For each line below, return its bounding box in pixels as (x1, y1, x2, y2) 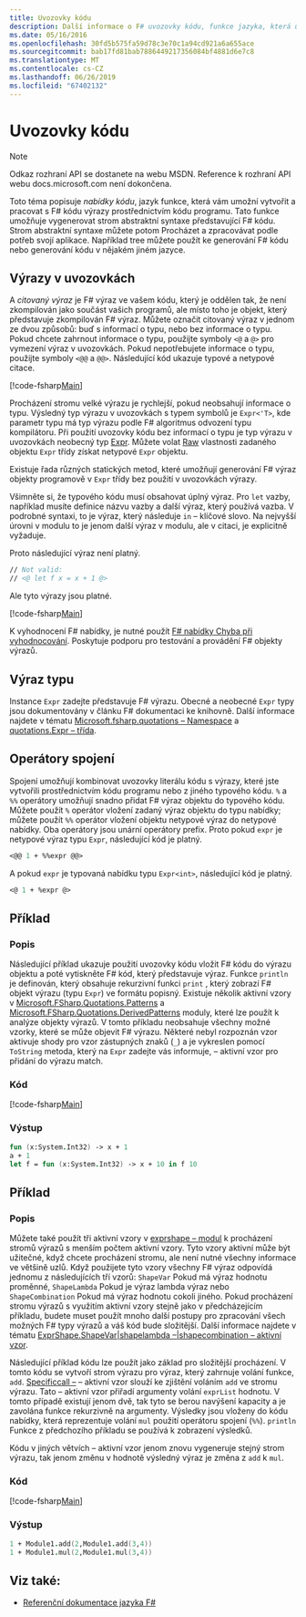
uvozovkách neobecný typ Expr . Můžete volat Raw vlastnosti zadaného (9, 437, 277, 448)
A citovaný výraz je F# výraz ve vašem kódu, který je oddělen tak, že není (9, 295, 287, 306)
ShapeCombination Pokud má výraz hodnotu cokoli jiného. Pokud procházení (9, 1291, 293, 1302)
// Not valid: (9, 565, 64, 575)
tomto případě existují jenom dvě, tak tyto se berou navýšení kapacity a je (9, 1396, 287, 1407)
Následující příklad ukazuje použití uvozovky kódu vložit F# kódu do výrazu (9, 959, 291, 969)
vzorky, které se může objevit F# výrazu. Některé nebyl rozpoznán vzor (9, 1027, 278, 1038)
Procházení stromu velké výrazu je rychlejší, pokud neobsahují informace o (9, 398, 291, 409)
